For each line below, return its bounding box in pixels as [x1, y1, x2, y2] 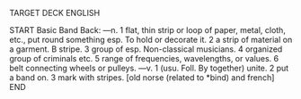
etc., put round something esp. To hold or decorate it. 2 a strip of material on [9, 35, 293, 45]
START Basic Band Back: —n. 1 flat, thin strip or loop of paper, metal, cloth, [9, 25, 286, 35]
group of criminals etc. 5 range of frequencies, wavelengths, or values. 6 [9, 54, 279, 63]
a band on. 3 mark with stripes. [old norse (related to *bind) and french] [9, 72, 275, 83]
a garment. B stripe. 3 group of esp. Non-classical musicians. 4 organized [9, 44, 283, 54]
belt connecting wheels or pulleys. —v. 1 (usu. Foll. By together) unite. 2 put [9, 62, 289, 73]
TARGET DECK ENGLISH [9, 8, 101, 18]
